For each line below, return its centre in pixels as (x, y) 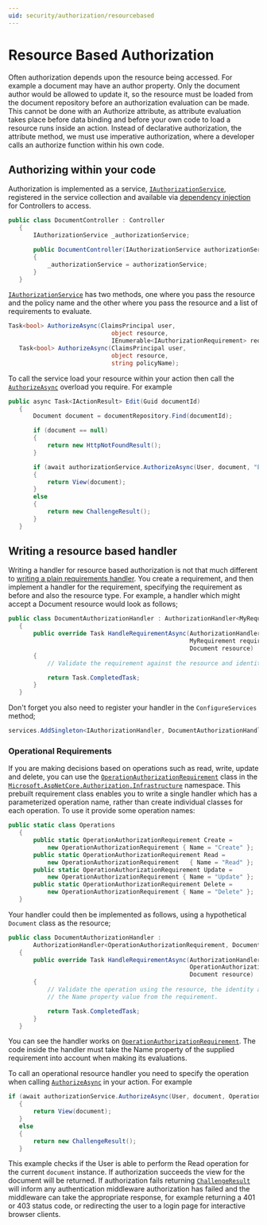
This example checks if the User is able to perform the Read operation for (129, 1164)
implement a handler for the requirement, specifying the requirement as (125, 587)
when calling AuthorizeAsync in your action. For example (100, 1082)
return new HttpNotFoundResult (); (104, 445)
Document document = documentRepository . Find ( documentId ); (133, 416)
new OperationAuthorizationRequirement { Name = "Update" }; (151, 877)
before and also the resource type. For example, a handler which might (124, 596)
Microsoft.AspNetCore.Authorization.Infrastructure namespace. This (124, 785)
